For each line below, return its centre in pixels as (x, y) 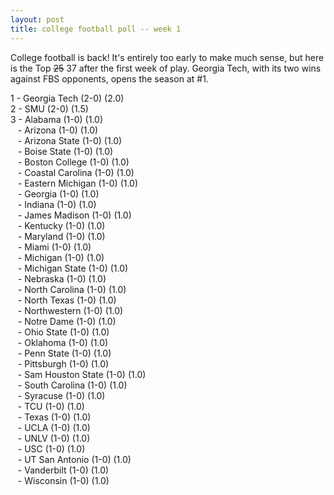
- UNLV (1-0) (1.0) (54, 438)
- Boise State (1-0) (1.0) (65, 151)
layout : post (37, 19)
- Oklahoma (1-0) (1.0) (63, 342)
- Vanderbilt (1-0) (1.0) (63, 470)
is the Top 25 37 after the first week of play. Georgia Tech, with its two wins (166, 68)
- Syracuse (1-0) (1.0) (61, 395)
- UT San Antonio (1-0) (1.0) (74, 459)
